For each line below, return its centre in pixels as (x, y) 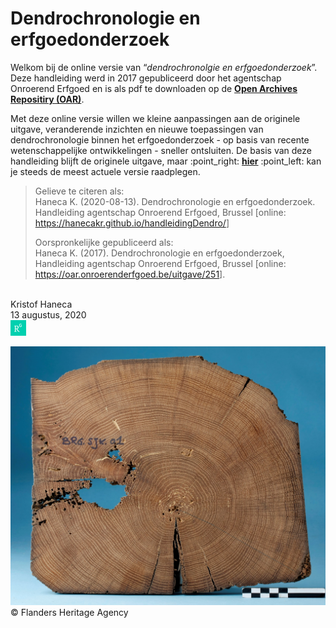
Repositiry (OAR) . (47, 99)
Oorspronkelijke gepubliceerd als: (104, 242)
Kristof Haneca (41, 304)
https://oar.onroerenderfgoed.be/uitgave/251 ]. (130, 274)
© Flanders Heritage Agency (69, 612)
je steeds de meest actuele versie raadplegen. (105, 171)
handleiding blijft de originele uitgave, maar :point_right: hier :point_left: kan (166, 161)
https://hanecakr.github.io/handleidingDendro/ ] (132, 223)
